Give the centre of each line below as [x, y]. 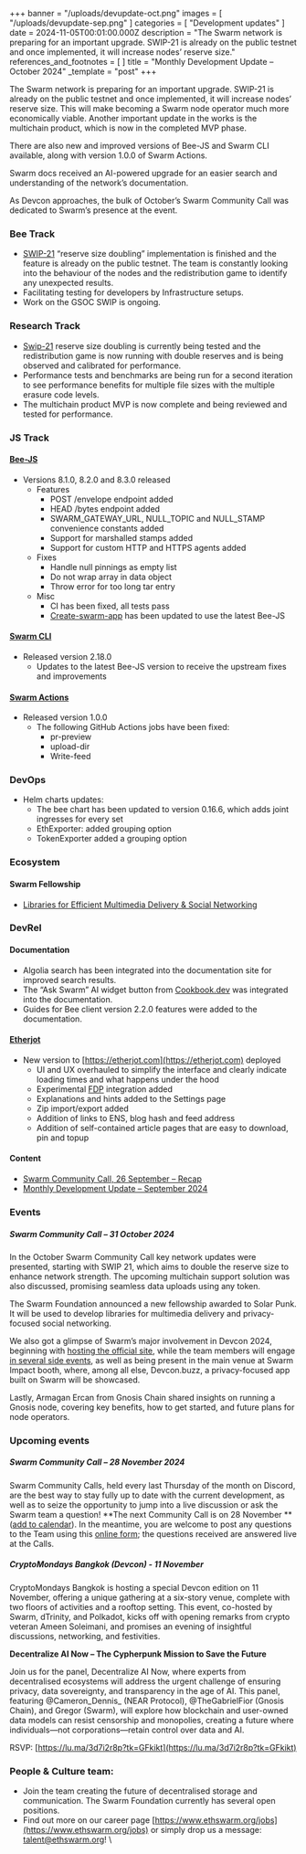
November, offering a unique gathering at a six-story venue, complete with [150, 1597]
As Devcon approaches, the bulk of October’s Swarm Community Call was [149, 201]
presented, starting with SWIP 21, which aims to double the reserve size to [149, 1266]
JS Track [30, 438]
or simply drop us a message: [206, 1830]
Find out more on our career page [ [89, 1820]
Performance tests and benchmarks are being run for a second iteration [158, 375]
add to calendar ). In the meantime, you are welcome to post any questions [152, 1524]
